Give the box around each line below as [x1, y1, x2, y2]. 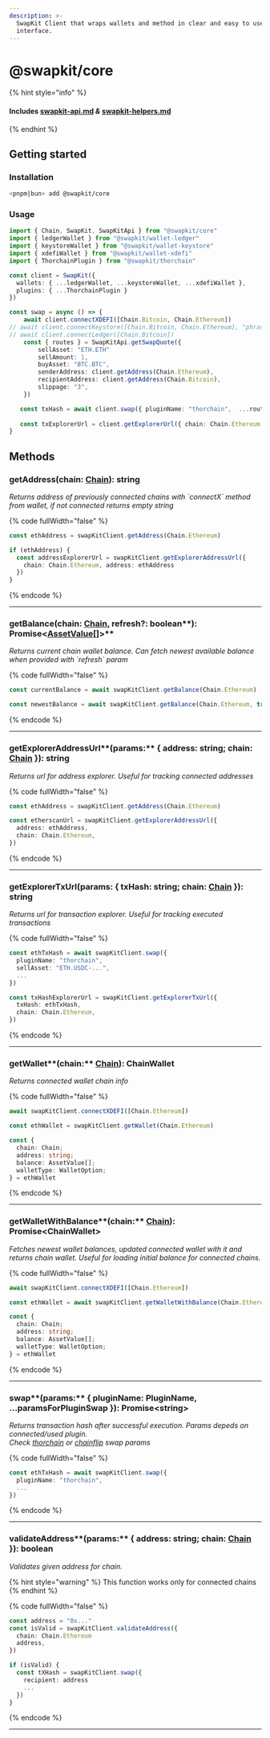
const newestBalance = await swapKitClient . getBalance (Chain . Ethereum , [9, 701, 253, 709]
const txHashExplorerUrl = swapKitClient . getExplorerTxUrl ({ [9, 993, 218, 1001]
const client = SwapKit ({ [9, 271, 95, 280]
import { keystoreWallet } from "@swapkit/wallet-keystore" [9, 242, 215, 250]
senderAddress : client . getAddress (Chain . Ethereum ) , [38, 368, 215, 376]
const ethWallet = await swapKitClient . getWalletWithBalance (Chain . [9, 1298, 243, 1307]
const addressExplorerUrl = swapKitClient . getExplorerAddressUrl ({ [16, 554, 247, 562]
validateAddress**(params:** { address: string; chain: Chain [9, 1533, 252, 1544]
